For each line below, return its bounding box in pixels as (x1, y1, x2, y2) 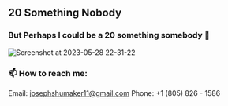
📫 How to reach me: (8, 68, 88, 79)
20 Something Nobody (8, 6, 122, 20)
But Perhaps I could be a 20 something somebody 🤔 (8, 30, 211, 41)
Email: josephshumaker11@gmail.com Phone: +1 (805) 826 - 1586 (8, 88, 221, 97)
